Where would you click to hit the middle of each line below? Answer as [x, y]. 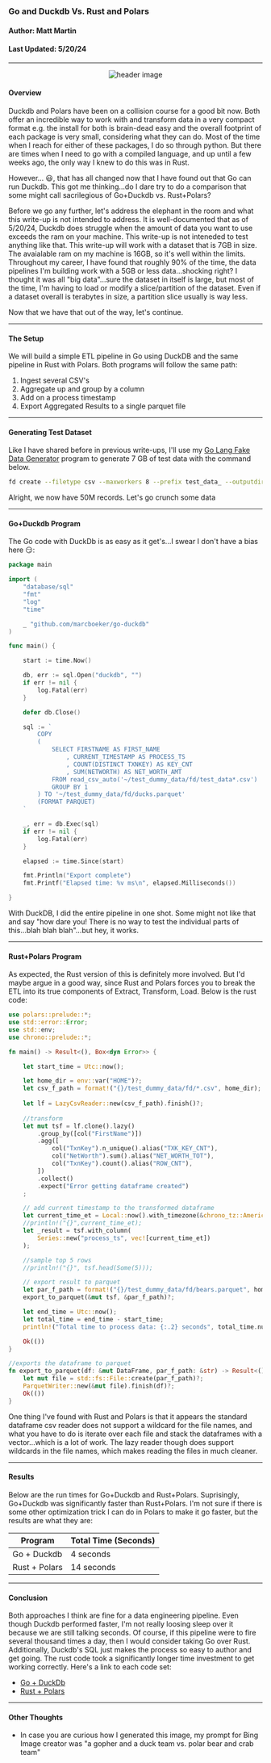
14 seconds [93, 1567]
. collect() [56, 1179]
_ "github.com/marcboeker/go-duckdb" [86, 624]
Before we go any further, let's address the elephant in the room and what [131, 211]
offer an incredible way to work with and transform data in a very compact [132, 119]
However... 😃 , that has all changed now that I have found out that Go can [130, 178]
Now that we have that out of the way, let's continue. [96, 312]
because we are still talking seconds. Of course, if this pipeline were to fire [132, 1633]
